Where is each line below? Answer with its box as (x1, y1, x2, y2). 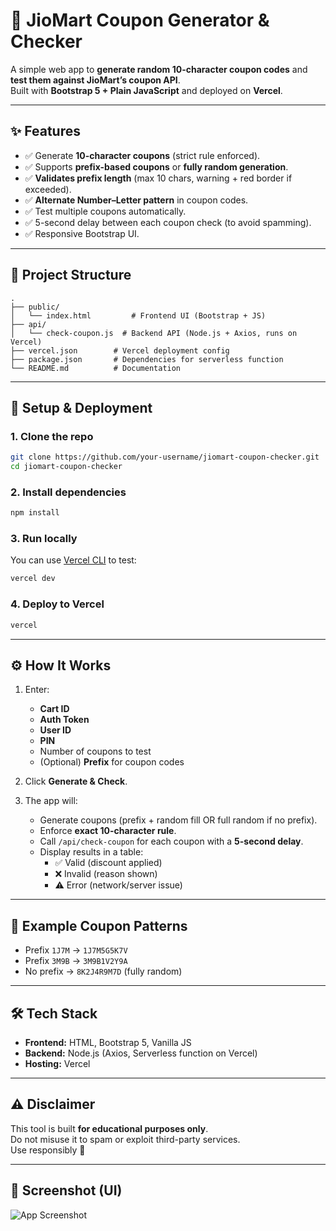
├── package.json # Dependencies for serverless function (10, 354, 284, 364)
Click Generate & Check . (24, 775, 128, 788)
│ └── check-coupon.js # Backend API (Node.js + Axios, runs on (10, 328, 298, 338)
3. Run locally (10, 532, 78, 546)
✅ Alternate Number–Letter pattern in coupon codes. (24, 194, 249, 206)
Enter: (24, 684, 50, 696)
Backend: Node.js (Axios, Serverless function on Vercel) (24, 1047, 258, 1059)
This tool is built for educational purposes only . (10, 1122, 209, 1134)
